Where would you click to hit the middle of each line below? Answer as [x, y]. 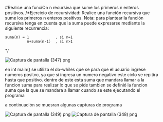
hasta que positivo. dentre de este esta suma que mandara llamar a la [75, 80]
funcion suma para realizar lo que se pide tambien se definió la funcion [76, 85]
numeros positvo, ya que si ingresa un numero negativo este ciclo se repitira [81, 75]
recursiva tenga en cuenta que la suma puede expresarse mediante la [75, 23]
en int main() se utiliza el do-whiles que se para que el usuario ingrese [75, 69]
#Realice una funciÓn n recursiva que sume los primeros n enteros [72, 8]
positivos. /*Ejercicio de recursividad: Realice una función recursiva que [77, 13]
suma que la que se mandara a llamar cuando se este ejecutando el [73, 90]
